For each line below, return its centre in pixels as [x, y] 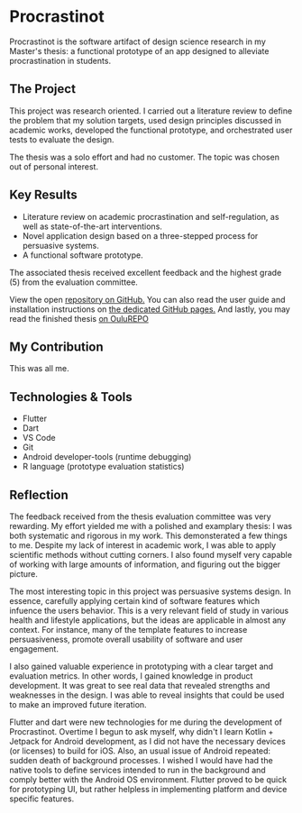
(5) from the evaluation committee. [73, 282]
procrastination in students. [60, 60]
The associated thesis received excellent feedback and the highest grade [146, 272]
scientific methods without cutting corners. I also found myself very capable [151, 555]
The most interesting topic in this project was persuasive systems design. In [150, 591]
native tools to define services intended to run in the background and [137, 770]
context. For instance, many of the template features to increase [128, 630]
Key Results [44, 195]
